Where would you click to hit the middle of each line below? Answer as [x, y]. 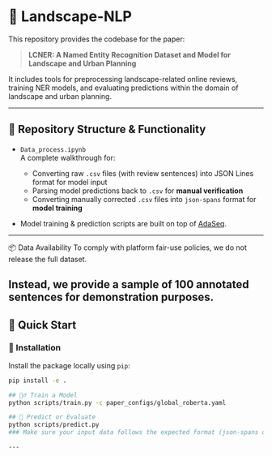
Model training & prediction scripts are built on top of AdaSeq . [123, 223]
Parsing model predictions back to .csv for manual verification [138, 191]
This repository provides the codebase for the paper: [97, 39]
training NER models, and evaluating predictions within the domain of [123, 88]
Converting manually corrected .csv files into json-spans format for [144, 199]
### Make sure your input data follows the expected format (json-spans [134, 432]
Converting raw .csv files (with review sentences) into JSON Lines [143, 173]
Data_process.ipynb [53, 149]
